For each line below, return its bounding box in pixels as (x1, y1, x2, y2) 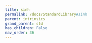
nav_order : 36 (5, 30, 35, 35)
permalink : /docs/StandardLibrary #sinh (5, 12, 88, 17)
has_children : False (5, 26, 48, 31)
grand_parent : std (5, 21, 43, 26)
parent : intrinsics (5, 16, 46, 21)
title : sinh (5, 7, 30, 12)
